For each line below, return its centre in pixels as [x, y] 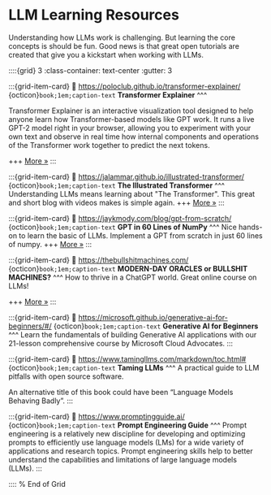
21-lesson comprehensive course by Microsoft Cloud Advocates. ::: [121, 343]
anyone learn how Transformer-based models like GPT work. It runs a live [131, 119]
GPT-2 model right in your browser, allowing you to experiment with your [130, 128]
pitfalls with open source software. [66, 376]
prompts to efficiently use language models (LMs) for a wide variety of [126, 442]
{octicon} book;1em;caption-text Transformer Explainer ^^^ [108, 94]
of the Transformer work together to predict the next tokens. [109, 145]
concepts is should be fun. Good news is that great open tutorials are [124, 46]
